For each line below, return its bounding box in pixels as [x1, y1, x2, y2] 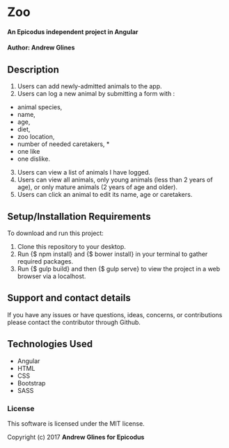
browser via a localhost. [17, 272, 86, 280]
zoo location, [17, 133, 55, 141]
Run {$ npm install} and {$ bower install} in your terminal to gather [17, 250, 208, 258]
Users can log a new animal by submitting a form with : [17, 90, 175, 98]
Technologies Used [7, 338, 93, 350]
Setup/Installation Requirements [7, 210, 151, 223]
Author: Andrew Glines [7, 43, 75, 52]
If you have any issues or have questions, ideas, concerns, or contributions [7, 310, 223, 319]
